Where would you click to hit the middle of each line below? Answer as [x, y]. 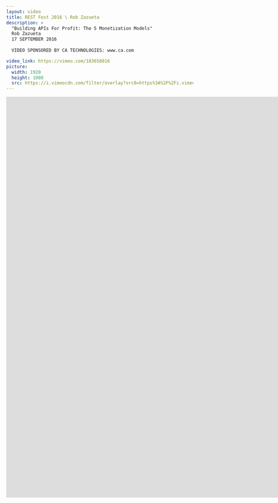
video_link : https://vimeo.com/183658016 [58, 61]
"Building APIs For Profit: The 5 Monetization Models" [82, 28]
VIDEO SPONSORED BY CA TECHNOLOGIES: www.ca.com [73, 50]
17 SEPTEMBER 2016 [34, 39]
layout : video [24, 12]
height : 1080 [28, 78]
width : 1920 [26, 72]
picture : [17, 67]
